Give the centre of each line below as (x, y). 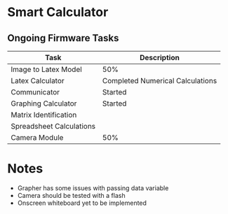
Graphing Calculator (44, 104)
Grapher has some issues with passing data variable (93, 188)
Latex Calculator (38, 81)
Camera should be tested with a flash (71, 195)
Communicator (35, 92)
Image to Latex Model (46, 69)
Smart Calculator (58, 12)
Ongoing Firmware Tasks (63, 38)
